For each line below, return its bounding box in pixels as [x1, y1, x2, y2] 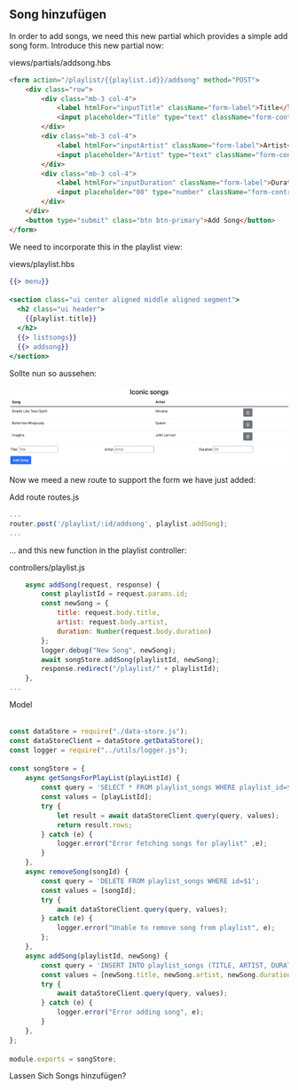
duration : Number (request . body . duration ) [56, 627, 213, 636]
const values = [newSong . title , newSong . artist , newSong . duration [41, 970, 292, 979]
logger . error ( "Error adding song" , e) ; [56, 1007, 204, 1017]
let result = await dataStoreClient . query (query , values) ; [56, 811, 279, 820]
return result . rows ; [56, 820, 133, 829]
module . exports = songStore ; [9, 1054, 117, 1063]
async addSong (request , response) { [25, 581, 161, 589]
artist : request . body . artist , [56, 618, 169, 627]
